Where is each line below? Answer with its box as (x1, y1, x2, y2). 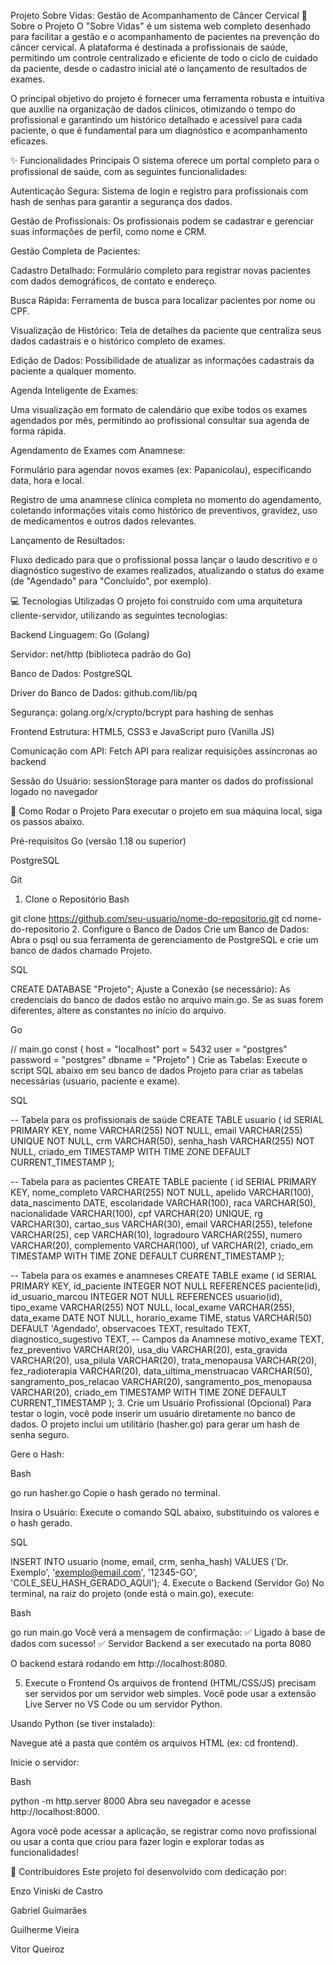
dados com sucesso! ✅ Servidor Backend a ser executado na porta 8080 (10, 1638, 312, 1649)
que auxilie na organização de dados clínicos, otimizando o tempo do (10, 103, 296, 115)
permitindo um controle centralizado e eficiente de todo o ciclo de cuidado (10, 52, 318, 64)
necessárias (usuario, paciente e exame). (10, 1075, 181, 1087)
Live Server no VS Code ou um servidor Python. (24, 1698, 223, 1710)
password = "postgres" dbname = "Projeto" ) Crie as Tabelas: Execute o (10, 1054, 308, 1065)
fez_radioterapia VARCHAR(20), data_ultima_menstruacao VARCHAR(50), (10, 1365, 313, 1377)
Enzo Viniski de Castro (10, 1885, 103, 1897)
